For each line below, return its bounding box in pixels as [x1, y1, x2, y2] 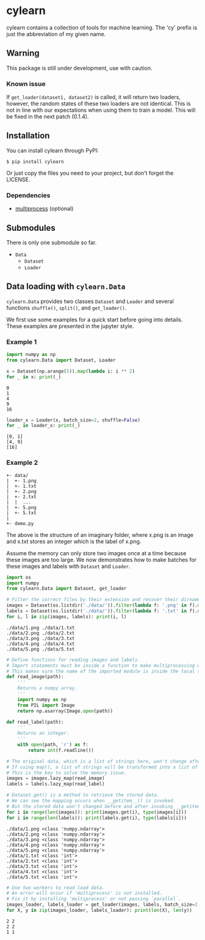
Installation [6, 131, 50, 141]
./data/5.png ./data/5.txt [6, 646, 75, 652]
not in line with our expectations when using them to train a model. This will [6, 106, 196, 114]
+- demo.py [6, 520, 34, 526]
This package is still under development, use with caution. [6, 64, 153, 71]
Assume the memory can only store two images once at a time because [6, 549, 187, 556]
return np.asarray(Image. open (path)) [17, 708, 113, 714]
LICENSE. [6, 175, 31, 183]
